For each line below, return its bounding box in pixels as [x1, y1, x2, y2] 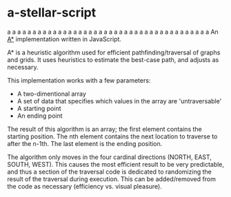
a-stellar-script [7, 5, 97, 21]
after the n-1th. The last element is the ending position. [7, 139, 163, 147]
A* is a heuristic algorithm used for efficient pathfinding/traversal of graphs [7, 48, 221, 56]
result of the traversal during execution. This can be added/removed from [7, 174, 216, 183]
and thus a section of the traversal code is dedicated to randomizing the [7, 167, 212, 176]
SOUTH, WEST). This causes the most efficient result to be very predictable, [7, 160, 225, 168]
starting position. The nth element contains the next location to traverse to [7, 132, 218, 141]
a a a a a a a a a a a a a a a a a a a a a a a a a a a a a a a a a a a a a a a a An [7, 28, 219, 36]
